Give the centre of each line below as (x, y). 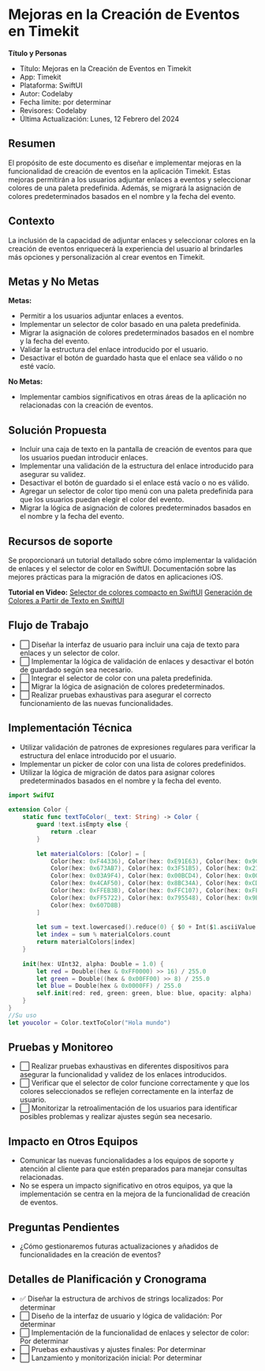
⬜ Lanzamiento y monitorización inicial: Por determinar (111, 1358)
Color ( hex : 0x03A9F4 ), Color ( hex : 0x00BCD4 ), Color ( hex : (146, 876)
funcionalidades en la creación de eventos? (90, 1255)
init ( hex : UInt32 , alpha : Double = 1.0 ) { (93, 964)
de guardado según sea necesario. (76, 670)
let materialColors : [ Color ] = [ (91, 854)
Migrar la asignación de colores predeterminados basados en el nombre (137, 332)
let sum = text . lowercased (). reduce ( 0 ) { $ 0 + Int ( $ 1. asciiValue (146, 927)
